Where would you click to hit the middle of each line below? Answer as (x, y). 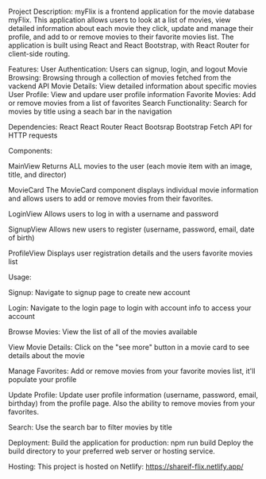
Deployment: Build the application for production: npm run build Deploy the (131, 442)
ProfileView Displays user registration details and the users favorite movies (131, 253)
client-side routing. (39, 54)
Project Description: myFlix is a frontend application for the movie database (131, 12)
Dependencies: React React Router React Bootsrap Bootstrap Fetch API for (130, 127)
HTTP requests (33, 135)
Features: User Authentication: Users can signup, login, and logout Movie (128, 69)
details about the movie (46, 356)
